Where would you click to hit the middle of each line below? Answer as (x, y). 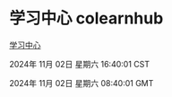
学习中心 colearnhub (86, 18)
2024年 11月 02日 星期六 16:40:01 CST (80, 64)
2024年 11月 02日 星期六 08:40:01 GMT (82, 83)
